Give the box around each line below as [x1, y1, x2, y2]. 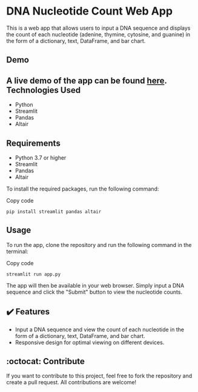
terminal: [6, 248, 28, 255]
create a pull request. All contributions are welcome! [6, 379, 137, 386]
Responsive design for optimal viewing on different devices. [15, 339, 165, 346]
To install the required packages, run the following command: [6, 185, 159, 192]
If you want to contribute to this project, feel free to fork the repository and [6, 372, 193, 380]
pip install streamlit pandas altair [6, 208, 102, 215]
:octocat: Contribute [6, 356, 85, 367]
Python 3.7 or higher [15, 154, 67, 161]
